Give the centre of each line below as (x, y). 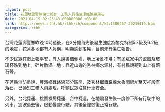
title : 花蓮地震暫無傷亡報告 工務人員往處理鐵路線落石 (55, 14)
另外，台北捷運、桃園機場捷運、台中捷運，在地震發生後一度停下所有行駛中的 (82, 98)
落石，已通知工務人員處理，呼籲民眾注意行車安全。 (57, 88)
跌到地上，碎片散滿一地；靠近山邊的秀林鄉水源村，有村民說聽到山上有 (84, 65)
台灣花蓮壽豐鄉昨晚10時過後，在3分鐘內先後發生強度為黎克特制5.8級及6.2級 (82, 43)
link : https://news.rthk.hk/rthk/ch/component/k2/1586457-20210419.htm (80, 23)
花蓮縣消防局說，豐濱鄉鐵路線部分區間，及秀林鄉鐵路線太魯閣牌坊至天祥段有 (82, 82)
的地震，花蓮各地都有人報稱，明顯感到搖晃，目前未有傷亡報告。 (69, 49)
